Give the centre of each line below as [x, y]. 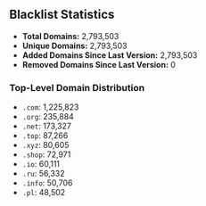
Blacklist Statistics [62, 15]
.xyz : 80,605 [45, 145]
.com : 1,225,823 [50, 107]
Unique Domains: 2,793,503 [74, 45]
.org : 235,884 [48, 117]
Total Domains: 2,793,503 [70, 36]
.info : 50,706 [47, 183]
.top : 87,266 [45, 136]
